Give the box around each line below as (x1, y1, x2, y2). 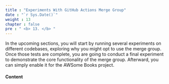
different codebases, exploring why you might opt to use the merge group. (5, 46, 162, 52)
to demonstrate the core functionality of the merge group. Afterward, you (5, 57, 159, 63)
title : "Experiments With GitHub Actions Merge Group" (5, 7, 126, 13)
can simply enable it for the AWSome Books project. (5, 62, 115, 68)
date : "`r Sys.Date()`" (5, 12, 58, 17)
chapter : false (5, 21, 40, 27)
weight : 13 (5, 17, 31, 22)
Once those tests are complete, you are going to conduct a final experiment (5, 51, 164, 58)
